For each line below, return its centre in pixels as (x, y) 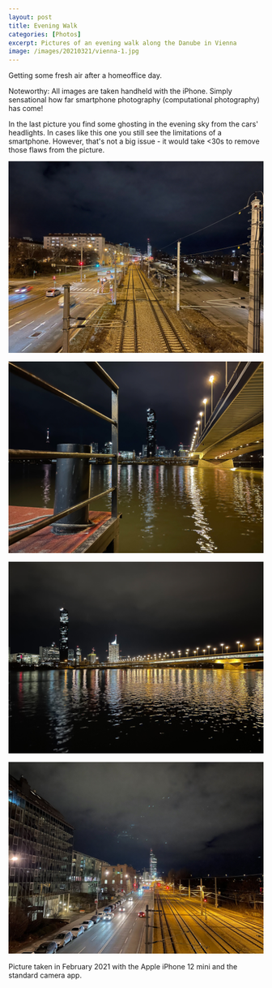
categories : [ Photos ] (45, 34)
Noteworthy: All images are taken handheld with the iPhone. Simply (120, 91)
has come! (26, 109)
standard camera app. (45, 975)
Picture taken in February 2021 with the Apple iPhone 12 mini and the (123, 967)
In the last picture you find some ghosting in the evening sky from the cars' (134, 124)
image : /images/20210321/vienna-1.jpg (74, 52)
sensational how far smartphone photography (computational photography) (134, 100)
